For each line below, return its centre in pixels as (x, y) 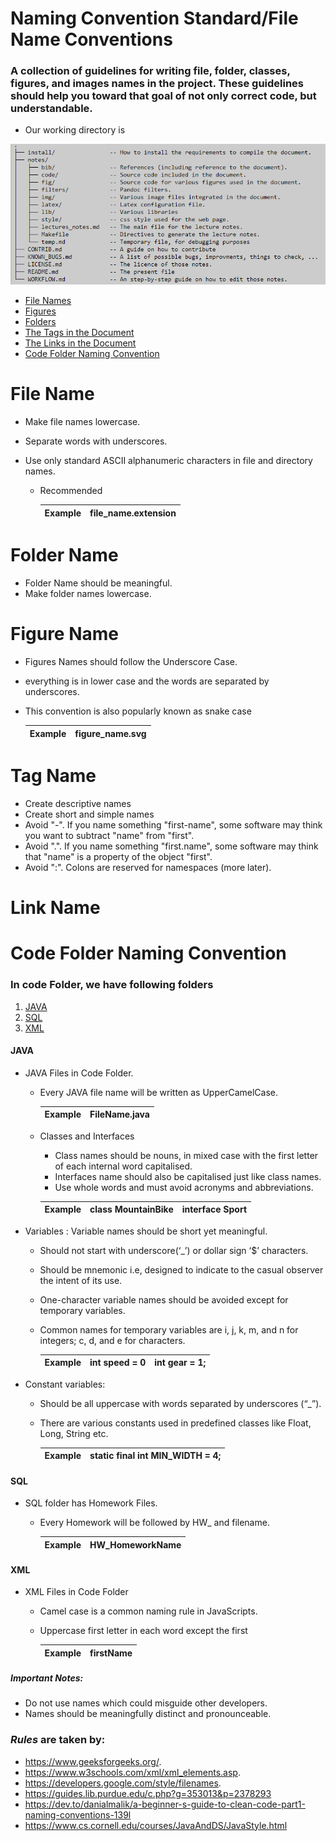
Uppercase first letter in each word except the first (143, 1631)
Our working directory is (75, 130)
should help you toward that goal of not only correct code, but (163, 96)
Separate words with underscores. (96, 441)
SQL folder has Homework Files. (91, 1503)
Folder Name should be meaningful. (98, 583)
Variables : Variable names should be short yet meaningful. (146, 1231)
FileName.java (119, 1114)
